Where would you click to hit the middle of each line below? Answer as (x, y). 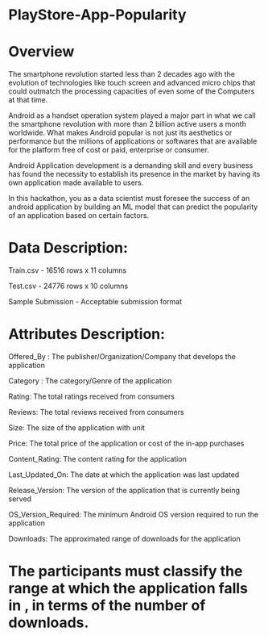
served (20, 499)
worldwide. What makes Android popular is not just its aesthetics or (120, 133)
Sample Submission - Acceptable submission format (95, 302)
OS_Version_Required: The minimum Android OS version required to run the (134, 515)
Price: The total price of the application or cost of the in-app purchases (126, 443)
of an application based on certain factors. (79, 215)
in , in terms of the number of (107, 606)
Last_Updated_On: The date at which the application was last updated (124, 475)
